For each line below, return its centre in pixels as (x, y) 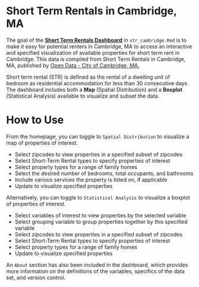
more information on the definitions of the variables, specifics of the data (96, 271)
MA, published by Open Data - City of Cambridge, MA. (73, 65)
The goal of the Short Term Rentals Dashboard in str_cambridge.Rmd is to (97, 40)
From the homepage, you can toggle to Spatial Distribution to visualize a (98, 136)
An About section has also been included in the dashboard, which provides (97, 265)
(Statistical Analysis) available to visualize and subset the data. (83, 96)
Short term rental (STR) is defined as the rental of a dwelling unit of (88, 77)
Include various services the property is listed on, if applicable (91, 179)
